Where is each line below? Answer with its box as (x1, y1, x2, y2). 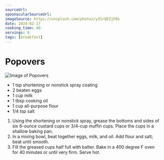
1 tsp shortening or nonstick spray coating (12, 82, 98, 88)
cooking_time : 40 (5, 26, 41, 31)
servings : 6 (5, 30, 30, 35)
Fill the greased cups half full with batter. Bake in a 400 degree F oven (12, 144, 155, 150)
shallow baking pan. (12, 128, 53, 134)
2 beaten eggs (12, 87, 42, 93)
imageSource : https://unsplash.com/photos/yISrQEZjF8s (5, 16, 120, 21)
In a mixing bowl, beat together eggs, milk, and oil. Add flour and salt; (12, 133, 154, 139)
